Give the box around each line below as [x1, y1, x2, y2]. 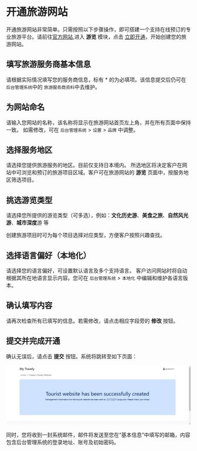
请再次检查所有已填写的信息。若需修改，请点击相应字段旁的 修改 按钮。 [6, 317, 179, 324]
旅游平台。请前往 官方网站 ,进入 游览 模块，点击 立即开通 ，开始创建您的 [11, 33, 182, 40]
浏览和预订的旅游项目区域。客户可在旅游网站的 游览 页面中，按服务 [21, 169, 184, 176]
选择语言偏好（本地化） [6, 250, 91, 260]
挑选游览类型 [6, 195, 53, 205]
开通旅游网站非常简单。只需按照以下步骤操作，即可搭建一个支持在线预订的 [6, 26, 186, 33]
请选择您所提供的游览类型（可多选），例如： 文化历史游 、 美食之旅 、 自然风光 [6, 212, 189, 219]
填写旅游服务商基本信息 [6, 59, 91, 69]
